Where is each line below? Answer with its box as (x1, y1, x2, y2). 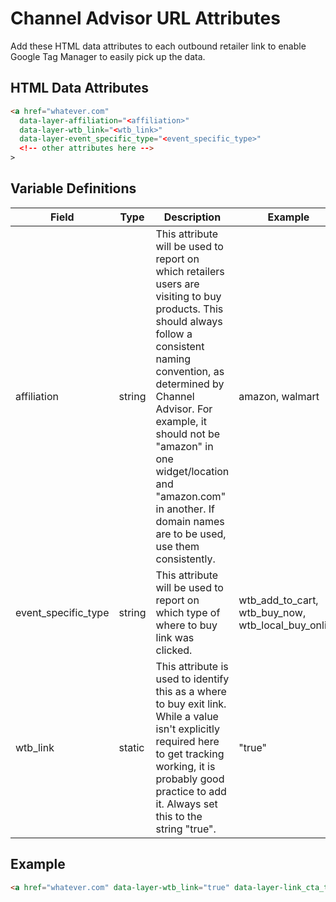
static (118, 740, 145, 754)
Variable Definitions (10, 180, 137, 197)
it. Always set (155, 797, 218, 811)
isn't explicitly (155, 722, 221, 736)
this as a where (155, 684, 227, 698)
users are (155, 277, 200, 291)
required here (155, 734, 220, 748)
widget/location (155, 464, 230, 478)
